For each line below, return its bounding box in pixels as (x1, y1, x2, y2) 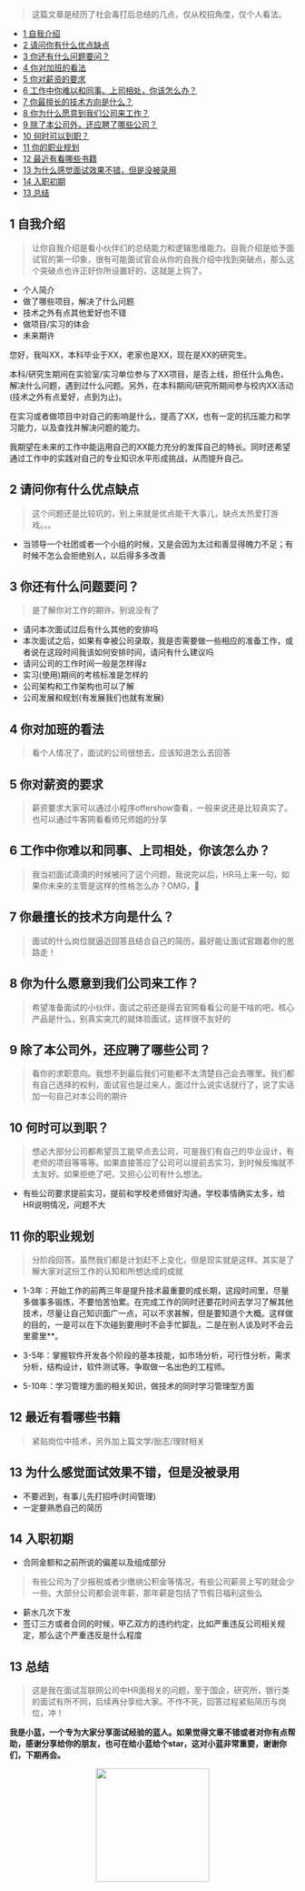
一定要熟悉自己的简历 (22, 1502, 103, 1513)
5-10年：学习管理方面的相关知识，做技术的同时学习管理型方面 (22, 1380, 255, 1391)
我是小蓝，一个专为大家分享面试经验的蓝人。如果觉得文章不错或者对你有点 (9, 1727, 288, 1738)
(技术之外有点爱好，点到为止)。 (9, 391, 127, 402)
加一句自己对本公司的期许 (31, 1091, 128, 1101)
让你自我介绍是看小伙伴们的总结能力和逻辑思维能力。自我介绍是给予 (31, 242, 287, 253)
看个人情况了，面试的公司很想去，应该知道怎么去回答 (31, 748, 231, 759)
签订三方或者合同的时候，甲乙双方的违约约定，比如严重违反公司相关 (22, 1618, 278, 1629)
